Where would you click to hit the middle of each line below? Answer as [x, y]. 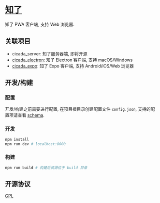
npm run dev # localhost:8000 [36, 144]
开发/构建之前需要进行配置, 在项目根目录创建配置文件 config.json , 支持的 [78, 109]
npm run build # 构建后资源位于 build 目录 [46, 168]
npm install [17, 139]
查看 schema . [31, 115]
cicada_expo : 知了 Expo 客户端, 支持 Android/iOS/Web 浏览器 [73, 66]
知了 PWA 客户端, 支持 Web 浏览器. [40, 24]
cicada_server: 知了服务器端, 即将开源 [50, 53]
